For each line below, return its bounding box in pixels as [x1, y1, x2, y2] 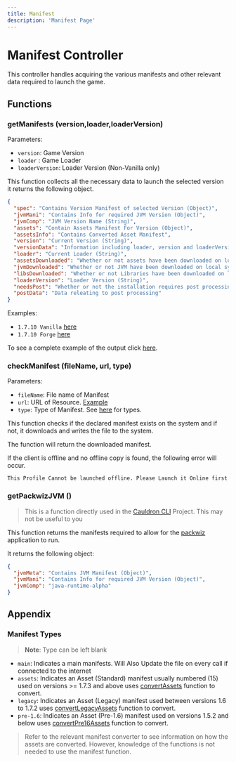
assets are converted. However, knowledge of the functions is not [24, 740, 216, 748]
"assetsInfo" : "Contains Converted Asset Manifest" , [13, 231, 171, 238]
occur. [7, 461, 26, 470]
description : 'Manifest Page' [7, 17, 96, 24]
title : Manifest [7, 10, 55, 18]
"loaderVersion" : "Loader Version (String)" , [13, 277, 150, 284]
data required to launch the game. [7, 78, 105, 86]
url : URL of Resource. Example [17, 398, 108, 407]
